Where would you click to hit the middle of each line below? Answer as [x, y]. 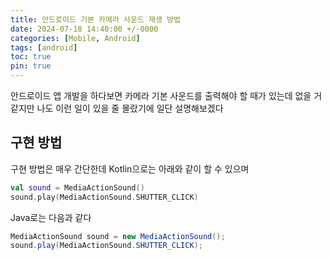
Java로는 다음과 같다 [51, 217]
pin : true [31, 66]
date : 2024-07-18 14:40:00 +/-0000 [84, 29]
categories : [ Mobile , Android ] [75, 38]
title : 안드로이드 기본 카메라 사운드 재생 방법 [95, 19]
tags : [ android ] [44, 47]
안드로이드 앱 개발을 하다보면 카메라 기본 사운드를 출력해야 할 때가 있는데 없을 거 [166, 95]
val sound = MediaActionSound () [77, 187]
